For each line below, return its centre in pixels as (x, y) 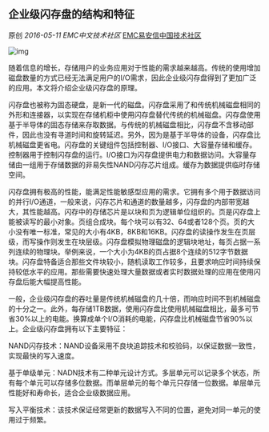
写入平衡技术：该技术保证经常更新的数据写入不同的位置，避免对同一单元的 (131, 410)
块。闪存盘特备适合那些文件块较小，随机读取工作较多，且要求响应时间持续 (131, 262)
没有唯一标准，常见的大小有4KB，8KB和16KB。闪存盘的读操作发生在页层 (135, 231)
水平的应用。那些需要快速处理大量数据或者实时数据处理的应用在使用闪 (145, 271)
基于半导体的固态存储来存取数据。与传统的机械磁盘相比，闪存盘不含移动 (127, 124)
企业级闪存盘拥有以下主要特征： (75, 328)
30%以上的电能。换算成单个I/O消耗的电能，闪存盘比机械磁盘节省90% (130, 318)
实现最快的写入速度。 (43, 355)
